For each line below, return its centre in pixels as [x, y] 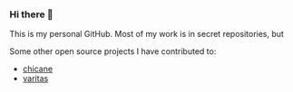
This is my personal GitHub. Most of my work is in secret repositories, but [146, 34]
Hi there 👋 [32, 14]
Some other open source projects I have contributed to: [113, 51]
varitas [35, 78]
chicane [37, 69]
